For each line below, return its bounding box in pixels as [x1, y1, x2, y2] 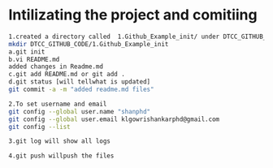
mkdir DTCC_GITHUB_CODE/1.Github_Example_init [8, 40, 169, 48]
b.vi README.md [8, 55, 60, 63]
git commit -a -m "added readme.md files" [8, 85, 154, 94]
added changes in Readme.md [8, 62, 104, 71]
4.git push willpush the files [8, 152, 115, 160]
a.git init [8, 47, 45, 56]
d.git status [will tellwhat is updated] [8, 78, 151, 86]
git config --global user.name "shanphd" [8, 107, 151, 115]
